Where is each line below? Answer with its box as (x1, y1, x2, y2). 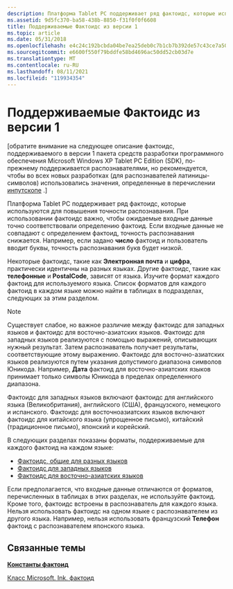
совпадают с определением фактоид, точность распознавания (7, 229, 195, 238)
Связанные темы (7, 542, 86, 554)
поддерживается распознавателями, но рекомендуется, (39, 164, 208, 173)
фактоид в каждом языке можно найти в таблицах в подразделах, (7, 287, 204, 295)
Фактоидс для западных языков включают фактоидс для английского (7, 393, 214, 402)
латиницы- (178, 171, 210, 180)
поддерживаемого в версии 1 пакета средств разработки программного (7, 150, 224, 158)
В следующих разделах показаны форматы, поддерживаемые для (7, 436, 205, 444)
